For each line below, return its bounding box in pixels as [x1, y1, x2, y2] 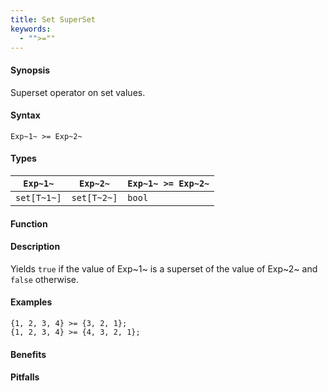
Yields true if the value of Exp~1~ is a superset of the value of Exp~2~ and [10, 262, 318, 275]
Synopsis [10, 64, 51, 76]
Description [10, 241, 61, 253]
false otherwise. [10, 273, 79, 285]
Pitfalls [10, 371, 40, 383]
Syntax [10, 109, 41, 121]
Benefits [10, 348, 47, 360]
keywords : [10, 24, 52, 34]
